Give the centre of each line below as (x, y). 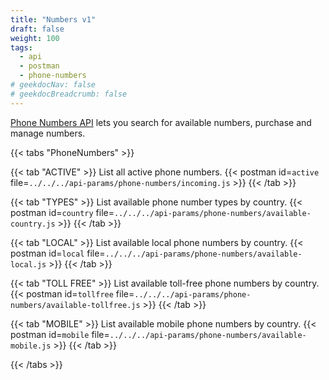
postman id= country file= (62, 212)
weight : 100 (35, 38)
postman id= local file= (58, 253)
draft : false (37, 29)
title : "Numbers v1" (53, 19)
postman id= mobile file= (60, 334)
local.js (28, 264)
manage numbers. (48, 133)
